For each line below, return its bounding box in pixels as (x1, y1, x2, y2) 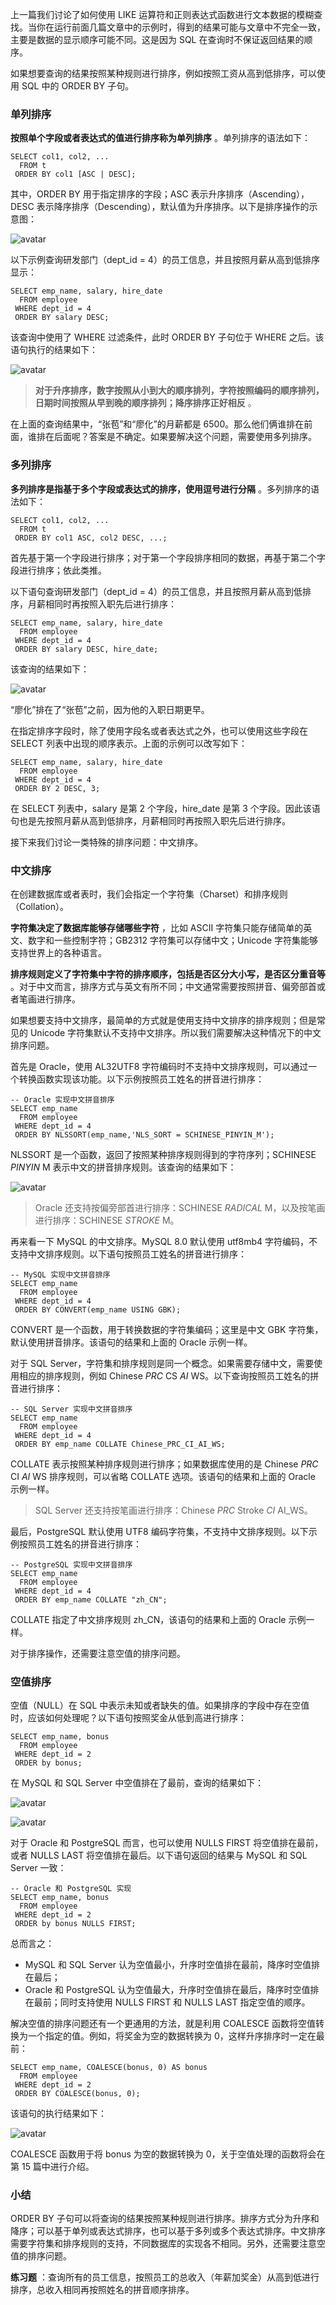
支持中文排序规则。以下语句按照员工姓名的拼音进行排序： (10, 1248, 247, 1260)
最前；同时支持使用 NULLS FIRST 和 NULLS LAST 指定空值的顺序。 (33, 1996, 311, 2008)
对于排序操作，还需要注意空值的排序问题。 (10, 1647, 186, 1659)
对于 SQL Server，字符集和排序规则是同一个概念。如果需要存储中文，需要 (10, 1357, 315, 1369)
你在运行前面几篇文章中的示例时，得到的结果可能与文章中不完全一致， (36, 21, 326, 33)
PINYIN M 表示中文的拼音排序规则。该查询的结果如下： (10, 1161, 237, 1173)
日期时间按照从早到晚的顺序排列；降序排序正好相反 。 (34, 397, 257, 409)
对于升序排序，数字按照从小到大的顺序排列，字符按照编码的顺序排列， (34, 384, 325, 397)
